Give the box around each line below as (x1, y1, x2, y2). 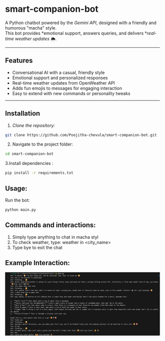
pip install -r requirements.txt (5, 171, 74, 176)
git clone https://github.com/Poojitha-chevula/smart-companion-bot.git (5, 132, 157, 137)
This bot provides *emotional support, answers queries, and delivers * (5, 30, 147, 36)
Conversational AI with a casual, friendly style (12, 69, 105, 75)
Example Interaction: (5, 259, 70, 267)
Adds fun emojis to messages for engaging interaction (12, 85, 122, 91)
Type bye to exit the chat (12, 245, 63, 250)
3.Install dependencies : (5, 160, 54, 166)
